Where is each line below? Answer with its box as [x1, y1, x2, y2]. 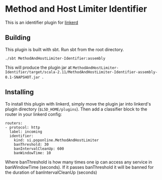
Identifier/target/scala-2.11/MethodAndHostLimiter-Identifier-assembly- [5, 70, 158, 74]
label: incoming [9, 129, 42, 134]
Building [5, 34, 31, 42]
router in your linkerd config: [5, 111, 62, 117]
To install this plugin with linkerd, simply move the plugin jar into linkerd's [5, 101, 151, 107]
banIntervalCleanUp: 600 [14, 146, 64, 151]
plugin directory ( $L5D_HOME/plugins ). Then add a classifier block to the [5, 106, 147, 112]
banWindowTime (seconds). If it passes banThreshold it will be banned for [5, 164, 154, 170]
